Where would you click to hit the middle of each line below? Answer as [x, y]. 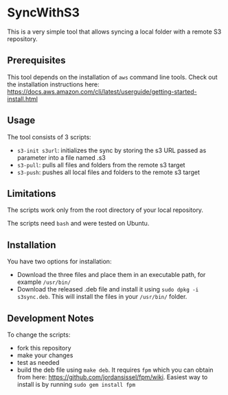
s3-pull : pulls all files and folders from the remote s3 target [101, 165]
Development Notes [50, 318]
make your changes [45, 355]
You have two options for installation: [59, 261]
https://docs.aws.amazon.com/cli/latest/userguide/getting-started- [102, 91]
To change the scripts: [39, 335]
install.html [22, 99]
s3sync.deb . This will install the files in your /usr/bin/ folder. [102, 297]
